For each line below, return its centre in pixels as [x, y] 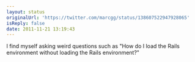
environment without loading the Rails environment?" [73, 53]
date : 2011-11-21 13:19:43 [41, 29]
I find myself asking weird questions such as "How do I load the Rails [93, 46]
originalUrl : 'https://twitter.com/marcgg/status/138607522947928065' [98, 18]
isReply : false [26, 23]
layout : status [26, 12]
